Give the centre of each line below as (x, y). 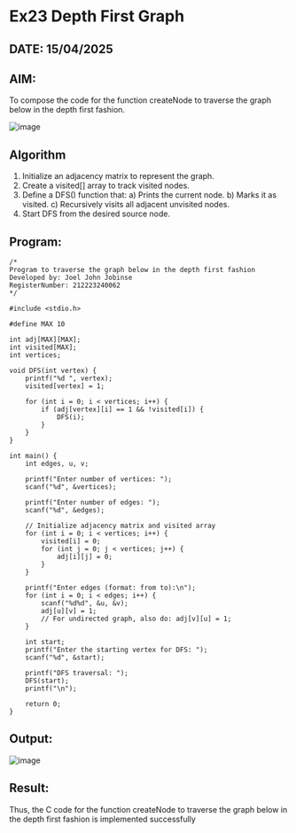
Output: (31, 739)
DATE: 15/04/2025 (61, 49)
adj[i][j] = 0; (85, 557)
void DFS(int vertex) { (53, 371)
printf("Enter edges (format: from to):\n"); (111, 588)
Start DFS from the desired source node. (96, 214)
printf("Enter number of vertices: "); (99, 479)
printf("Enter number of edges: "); (93, 502)
